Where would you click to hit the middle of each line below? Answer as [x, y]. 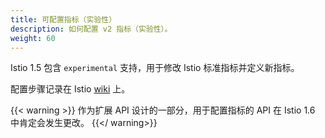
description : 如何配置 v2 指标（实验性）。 [91, 29]
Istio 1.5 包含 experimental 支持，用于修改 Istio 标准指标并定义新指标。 [155, 68]
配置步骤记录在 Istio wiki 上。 [70, 89]
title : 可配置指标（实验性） [63, 19]
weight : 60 [33, 38]
